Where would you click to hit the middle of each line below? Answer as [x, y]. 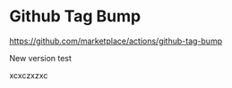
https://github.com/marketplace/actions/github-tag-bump [116, 41]
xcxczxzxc [29, 75]
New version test [40, 58]
